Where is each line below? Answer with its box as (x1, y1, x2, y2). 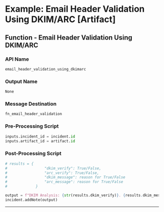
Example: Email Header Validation (5, 3, 145, 15)
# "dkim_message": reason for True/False (5, 175, 125, 180)
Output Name (5, 78, 38, 85)
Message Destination (5, 100, 57, 107)
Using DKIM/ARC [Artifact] (5, 14, 116, 25)
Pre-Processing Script (5, 123, 59, 130)
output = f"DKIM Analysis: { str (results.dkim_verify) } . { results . (5, 193, 143, 198)
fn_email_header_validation (5, 112, 62, 117)
